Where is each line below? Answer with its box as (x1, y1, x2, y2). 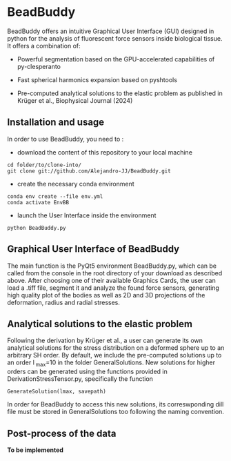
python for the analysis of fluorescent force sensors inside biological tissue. (7, 34, 223, 42)
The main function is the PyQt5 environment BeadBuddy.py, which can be (7, 262, 217, 270)
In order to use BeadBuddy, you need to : (7, 135, 124, 143)
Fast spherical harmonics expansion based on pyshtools (17, 75, 178, 84)
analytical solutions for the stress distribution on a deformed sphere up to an (7, 344, 225, 352)
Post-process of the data (7, 427, 117, 439)
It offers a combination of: (7, 41, 81, 50)
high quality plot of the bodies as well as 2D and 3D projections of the (7, 291, 205, 299)
